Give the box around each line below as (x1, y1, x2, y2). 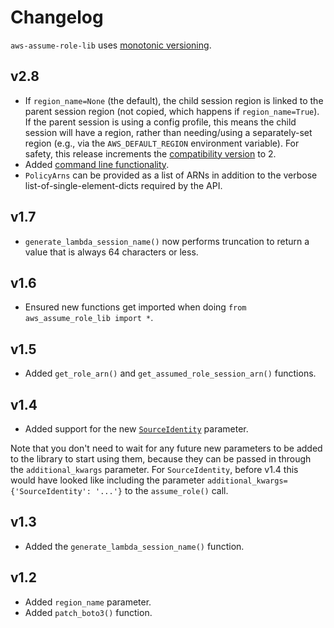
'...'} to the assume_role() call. (95, 485, 229, 496)
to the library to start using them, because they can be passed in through (10, 453, 312, 465)
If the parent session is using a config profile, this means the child (24, 116, 297, 128)
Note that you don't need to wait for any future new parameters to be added (10, 442, 323, 454)
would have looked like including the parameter (10, 474, 205, 486)
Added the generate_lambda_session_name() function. (24, 540, 245, 552)
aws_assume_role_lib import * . (24, 312, 154, 324)
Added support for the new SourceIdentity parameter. (24, 423, 249, 435)
